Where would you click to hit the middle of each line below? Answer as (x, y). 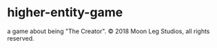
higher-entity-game (65, 13)
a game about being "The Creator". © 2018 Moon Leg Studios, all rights (108, 31)
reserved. (21, 38)
